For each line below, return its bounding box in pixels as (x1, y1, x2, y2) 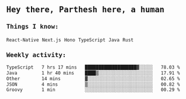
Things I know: (6, 22, 59, 31)
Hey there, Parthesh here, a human (6, 5, 165, 15)
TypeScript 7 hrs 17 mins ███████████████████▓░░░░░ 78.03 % (6, 64, 181, 70)
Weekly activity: (6, 51, 67, 59)
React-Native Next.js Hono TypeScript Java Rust (6, 36, 134, 43)
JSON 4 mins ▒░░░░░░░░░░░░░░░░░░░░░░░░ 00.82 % (6, 81, 181, 87)
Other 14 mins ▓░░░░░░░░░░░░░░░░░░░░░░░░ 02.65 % (6, 75, 181, 81)
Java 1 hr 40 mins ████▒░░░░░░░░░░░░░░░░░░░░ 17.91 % (6, 70, 181, 76)
